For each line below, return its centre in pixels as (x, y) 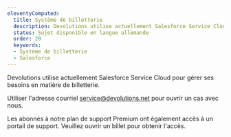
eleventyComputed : (33, 13)
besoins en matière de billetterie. (54, 85)
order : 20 (27, 39)
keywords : (27, 45)
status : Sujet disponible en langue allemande (81, 33)
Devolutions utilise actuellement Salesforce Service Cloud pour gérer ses (111, 77)
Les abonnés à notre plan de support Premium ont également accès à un (110, 119)
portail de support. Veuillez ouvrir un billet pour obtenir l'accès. (97, 126)
